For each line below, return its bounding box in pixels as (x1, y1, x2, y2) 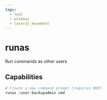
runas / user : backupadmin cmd (5, 90, 65, 95)
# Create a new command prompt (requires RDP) (5, 86, 103, 91)
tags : (5, 7, 16, 12)
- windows (9, 16, 30, 21)
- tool (9, 12, 23, 17)
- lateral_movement (9, 21, 50, 26)
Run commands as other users (5, 59, 68, 65)
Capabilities (5, 72, 43, 81)
